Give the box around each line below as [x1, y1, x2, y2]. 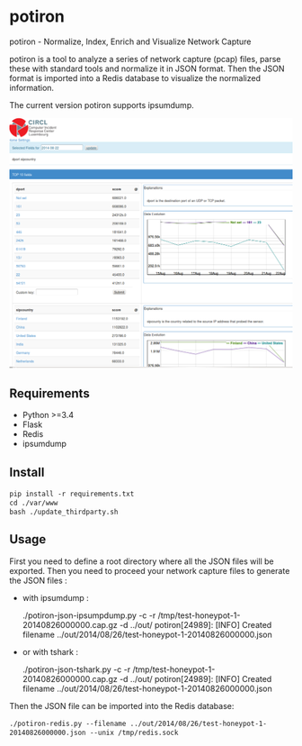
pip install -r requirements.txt [9, 489, 135, 498]
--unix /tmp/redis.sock [89, 728, 179, 737]
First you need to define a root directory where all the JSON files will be [9, 556, 274, 567]
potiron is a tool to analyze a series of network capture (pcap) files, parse [9, 53, 281, 64]
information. [9, 82, 55, 93]
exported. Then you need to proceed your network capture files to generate [9, 565, 290, 576]
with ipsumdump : [22, 592, 89, 603]
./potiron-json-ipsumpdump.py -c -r [22, 610, 156, 621]
